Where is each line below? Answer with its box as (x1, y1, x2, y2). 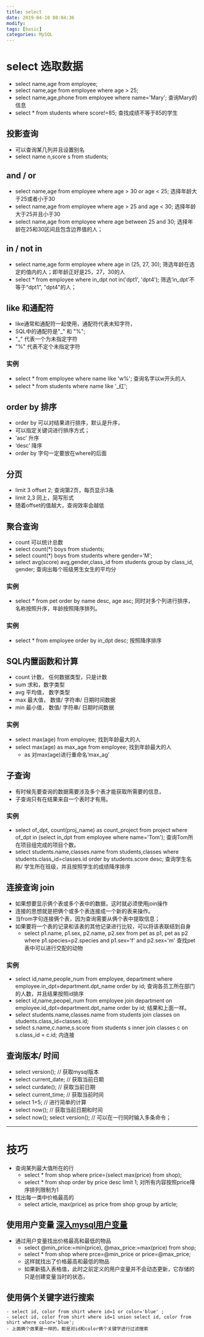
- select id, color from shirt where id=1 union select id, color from (6, 1314, 191, 1321)
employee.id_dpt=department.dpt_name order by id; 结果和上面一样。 (15, 1004, 190, 1011)
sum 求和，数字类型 (15, 681, 65, 688)
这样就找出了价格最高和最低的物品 (24, 1257, 110, 1265)
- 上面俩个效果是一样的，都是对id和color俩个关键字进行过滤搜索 (6, 1326, 149, 1332)
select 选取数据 (6, 60, 83, 74)
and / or (6, 171, 36, 181)
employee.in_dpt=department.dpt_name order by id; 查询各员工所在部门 (15, 982, 195, 990)
